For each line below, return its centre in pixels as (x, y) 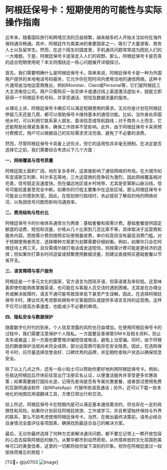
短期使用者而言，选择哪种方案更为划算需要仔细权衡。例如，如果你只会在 (83, 241)
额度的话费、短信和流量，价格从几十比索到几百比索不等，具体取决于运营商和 (83, 229)
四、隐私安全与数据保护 (29, 316)
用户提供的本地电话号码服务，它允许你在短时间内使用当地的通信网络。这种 (81, 79)
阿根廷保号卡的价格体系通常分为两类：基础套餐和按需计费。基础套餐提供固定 (83, 223)
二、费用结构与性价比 (27, 212)
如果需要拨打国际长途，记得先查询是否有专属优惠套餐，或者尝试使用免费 (88, 381)
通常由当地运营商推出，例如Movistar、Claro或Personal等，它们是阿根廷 (83, 85)
